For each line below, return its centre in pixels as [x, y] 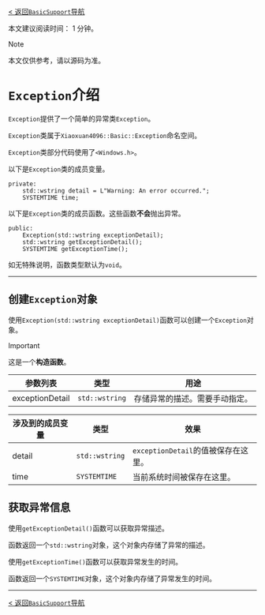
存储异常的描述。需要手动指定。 [193, 399]
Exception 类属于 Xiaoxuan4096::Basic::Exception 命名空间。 [105, 135]
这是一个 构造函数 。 [39, 362]
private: [22, 184]
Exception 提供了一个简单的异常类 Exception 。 [82, 118]
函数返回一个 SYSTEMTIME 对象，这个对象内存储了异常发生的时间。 [112, 578]
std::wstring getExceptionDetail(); [83, 242]
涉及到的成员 [37, 423]
